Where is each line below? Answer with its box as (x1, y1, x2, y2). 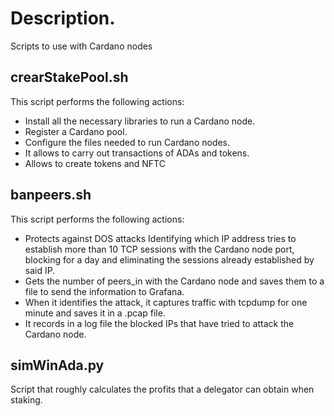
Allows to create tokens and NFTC (24, 157, 166, 169)
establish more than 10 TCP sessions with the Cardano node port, (24, 243, 295, 255)
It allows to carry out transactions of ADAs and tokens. (24, 147, 250, 159)
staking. (10, 394, 43, 406)
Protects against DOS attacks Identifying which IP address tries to (24, 232, 297, 244)
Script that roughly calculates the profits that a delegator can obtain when (10, 383, 315, 396)
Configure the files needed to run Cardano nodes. (24, 136, 231, 148)
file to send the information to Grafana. (24, 285, 185, 297)
